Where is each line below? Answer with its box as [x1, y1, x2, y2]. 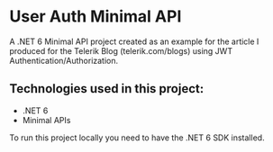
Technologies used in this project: [9, 81, 205, 96]
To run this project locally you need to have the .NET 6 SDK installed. [9, 132, 265, 143]
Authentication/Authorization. [9, 55, 119, 66]
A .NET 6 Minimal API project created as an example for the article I [9, 36, 259, 47]
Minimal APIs [22, 114, 71, 125]
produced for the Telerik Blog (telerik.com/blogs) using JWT [9, 45, 232, 56]
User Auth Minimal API [9, 6, 182, 27]
